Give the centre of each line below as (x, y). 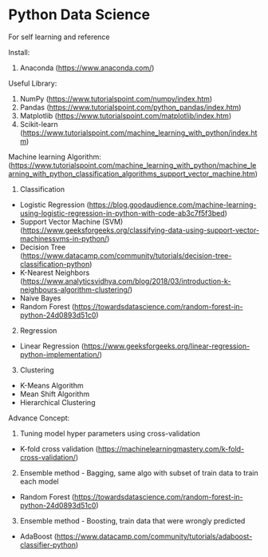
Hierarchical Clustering (57, 402)
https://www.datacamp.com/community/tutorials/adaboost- (154, 536)
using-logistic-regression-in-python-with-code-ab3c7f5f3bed (122, 213)
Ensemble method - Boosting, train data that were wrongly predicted (132, 520)
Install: (19, 52)
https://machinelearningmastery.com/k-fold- (171, 448)
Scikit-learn (39, 124)
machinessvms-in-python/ (63, 238)
